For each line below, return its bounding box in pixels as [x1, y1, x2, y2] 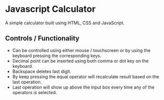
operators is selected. [12, 89, 57, 95]
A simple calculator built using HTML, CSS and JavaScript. [5, 20, 125, 26]
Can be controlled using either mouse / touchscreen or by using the [12, 47, 151, 53]
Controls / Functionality [5, 34, 80, 43]
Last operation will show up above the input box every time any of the [12, 84, 155, 90]
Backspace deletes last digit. [12, 68, 71, 74]
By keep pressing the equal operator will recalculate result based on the [12, 73, 160, 80]
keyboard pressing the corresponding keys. [12, 52, 102, 58]
